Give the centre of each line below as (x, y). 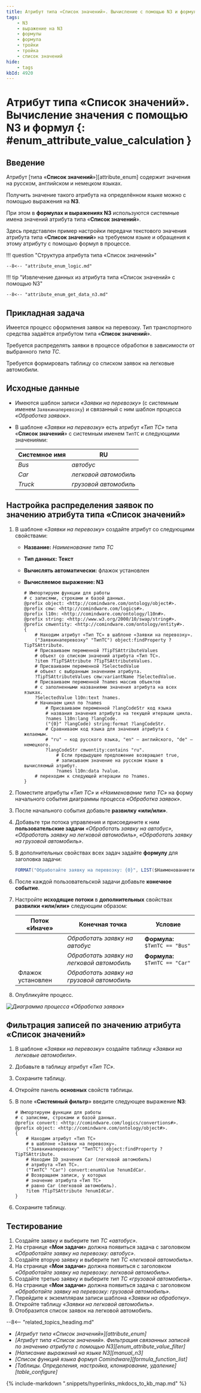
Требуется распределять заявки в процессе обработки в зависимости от (100, 345)
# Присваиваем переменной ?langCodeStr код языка (108, 708)
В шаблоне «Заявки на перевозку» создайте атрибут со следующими (105, 529)
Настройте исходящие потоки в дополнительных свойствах (94, 899)
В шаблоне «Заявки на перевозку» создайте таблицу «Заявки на (98, 1049)
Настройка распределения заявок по (80, 505)
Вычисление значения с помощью (97, 115)
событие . (27, 888)
